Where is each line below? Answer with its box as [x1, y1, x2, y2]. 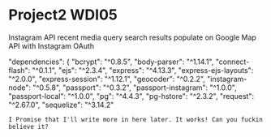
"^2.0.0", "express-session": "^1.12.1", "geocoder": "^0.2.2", [8, 74, 205, 83]
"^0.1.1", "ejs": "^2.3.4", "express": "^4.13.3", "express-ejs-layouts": [32, 65, 254, 75]
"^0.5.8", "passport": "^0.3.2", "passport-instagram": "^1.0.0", [32, 83, 237, 92]
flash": [8, 65, 31, 75]
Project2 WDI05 [8, 6, 118, 24]
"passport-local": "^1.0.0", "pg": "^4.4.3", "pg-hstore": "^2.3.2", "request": [8, 91, 254, 101]
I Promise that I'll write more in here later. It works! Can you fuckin [8, 115, 264, 123]
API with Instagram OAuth [8, 41, 95, 50]
